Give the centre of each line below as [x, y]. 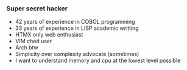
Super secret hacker [37, 9]
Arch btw [26, 47]
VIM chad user [34, 41]
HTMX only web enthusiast [49, 35]
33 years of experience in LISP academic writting [77, 28]
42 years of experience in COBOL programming [75, 22]
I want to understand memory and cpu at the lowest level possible [98, 61]
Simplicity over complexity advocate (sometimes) [77, 54]
